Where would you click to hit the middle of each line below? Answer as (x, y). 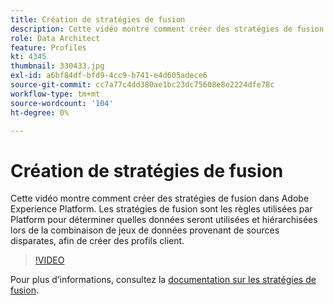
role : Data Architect (55, 38)
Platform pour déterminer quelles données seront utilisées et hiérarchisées (164, 220)
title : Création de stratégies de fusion (98, 19)
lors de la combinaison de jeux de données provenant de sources (145, 230)
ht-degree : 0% (40, 112)
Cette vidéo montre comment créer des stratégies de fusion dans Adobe (160, 198)
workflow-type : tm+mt (55, 94)
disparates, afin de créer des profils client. (97, 241)
